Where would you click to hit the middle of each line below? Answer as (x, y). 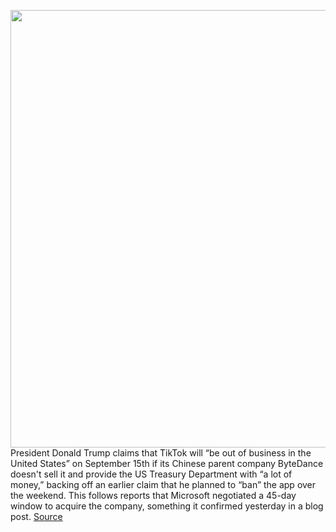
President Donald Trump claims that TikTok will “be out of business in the (161, 453)
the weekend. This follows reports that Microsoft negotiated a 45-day (153, 495)
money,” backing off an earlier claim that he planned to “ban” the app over (163, 484)
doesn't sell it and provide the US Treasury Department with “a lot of (151, 474)
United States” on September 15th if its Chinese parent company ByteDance (167, 463)
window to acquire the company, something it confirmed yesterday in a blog (167, 506)
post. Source (36, 516)
